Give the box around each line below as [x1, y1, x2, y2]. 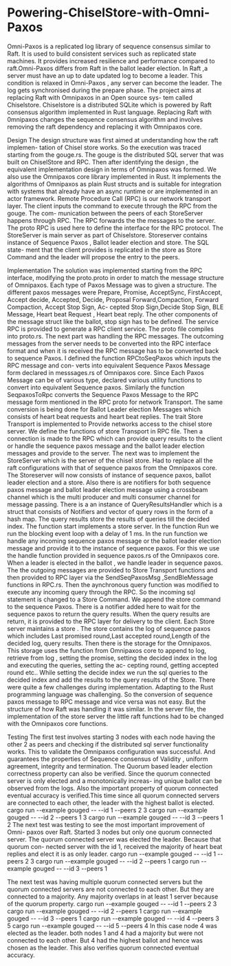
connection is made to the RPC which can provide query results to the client [7, 434, 223, 442]
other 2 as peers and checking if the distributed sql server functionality [7, 740, 208, 748]
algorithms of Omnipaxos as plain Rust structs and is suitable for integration [7, 180, 222, 188]
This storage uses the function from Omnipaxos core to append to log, [7, 646, 206, 654]
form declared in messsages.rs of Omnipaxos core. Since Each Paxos [7, 368, 204, 376]
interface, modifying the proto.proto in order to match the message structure [7, 273, 224, 281]
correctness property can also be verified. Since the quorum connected [7, 769, 211, 777]
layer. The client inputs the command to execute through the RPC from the [7, 202, 218, 210]
